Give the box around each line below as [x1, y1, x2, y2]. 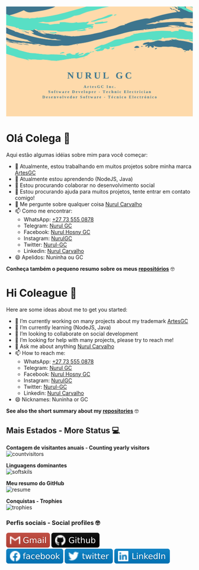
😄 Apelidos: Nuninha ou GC [14, 254, 84, 261]
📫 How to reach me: [14, 349, 66, 356]
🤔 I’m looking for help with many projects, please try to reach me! [14, 336, 174, 343]
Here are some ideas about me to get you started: [6, 306, 128, 313]
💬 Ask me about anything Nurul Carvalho [14, 343, 114, 350]
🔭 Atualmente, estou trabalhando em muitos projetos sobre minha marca [14, 163, 192, 170]
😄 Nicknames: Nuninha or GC [14, 395, 88, 403]
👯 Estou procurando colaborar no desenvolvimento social [14, 182, 155, 189]
